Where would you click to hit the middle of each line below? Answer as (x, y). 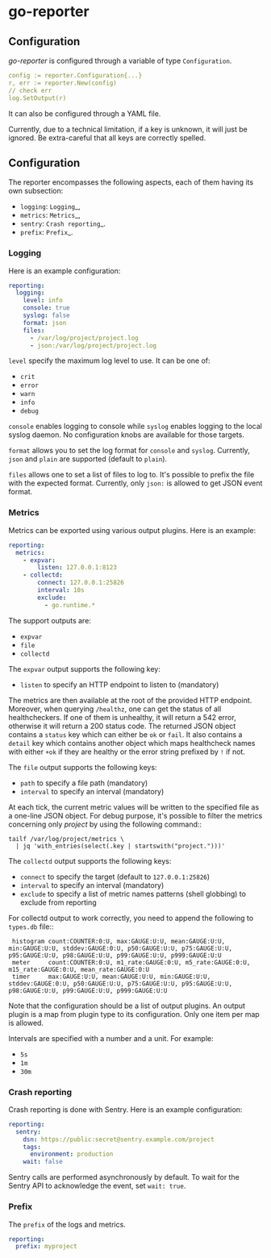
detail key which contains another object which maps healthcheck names (132, 743)
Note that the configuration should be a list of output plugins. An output (127, 1006)
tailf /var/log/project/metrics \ (67, 839)
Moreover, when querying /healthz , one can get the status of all (115, 709)
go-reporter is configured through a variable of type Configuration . (120, 60)
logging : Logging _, (50, 206)
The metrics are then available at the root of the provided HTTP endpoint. (130, 700)
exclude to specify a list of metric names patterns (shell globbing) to (133, 894)
